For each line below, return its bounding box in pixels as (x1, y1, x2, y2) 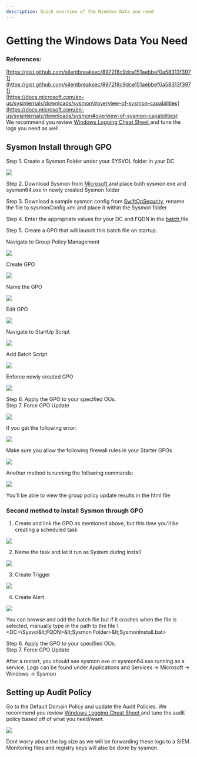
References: (6, 55, 42, 63)
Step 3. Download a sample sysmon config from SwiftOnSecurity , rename (6, 198, 185, 205)
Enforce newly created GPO (6, 373, 74, 380)
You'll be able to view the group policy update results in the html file (6, 492, 171, 499)
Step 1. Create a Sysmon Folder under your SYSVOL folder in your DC (6, 157, 175, 164)
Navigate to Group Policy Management (6, 238, 100, 245)
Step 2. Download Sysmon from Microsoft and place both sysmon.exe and (6, 180, 186, 187)
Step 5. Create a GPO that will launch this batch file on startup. (6, 226, 158, 233)
